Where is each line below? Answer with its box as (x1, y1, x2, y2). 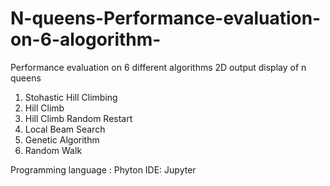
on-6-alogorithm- (10, 28, 162, 51)
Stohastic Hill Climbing (24, 91, 118, 103)
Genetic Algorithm (24, 133, 100, 146)
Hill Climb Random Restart (24, 112, 133, 124)
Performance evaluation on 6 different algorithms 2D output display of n (10, 61, 307, 73)
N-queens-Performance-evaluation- (10, 7, 322, 30)
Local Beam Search (24, 123, 106, 135)
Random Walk (24, 144, 83, 156)
